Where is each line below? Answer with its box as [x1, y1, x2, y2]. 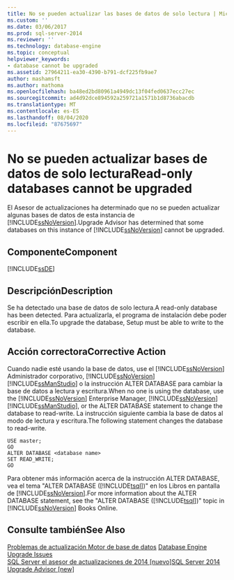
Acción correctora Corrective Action [7, 346, 166, 358]
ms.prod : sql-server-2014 [7, 29, 82, 37]
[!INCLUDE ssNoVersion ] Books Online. [7, 504, 118, 512]
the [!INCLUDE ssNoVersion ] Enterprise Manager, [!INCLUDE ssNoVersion [7, 394, 216, 403]
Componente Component [7, 246, 118, 258]
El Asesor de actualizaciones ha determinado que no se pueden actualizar [7, 203, 220, 212]
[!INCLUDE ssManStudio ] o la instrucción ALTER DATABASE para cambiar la [7, 379, 223, 388]
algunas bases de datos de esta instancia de [7, 211, 135, 219]
